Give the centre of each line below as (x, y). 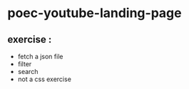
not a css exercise (44, 79)
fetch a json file (40, 56)
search (28, 72)
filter (25, 64)
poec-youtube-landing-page (94, 13)
